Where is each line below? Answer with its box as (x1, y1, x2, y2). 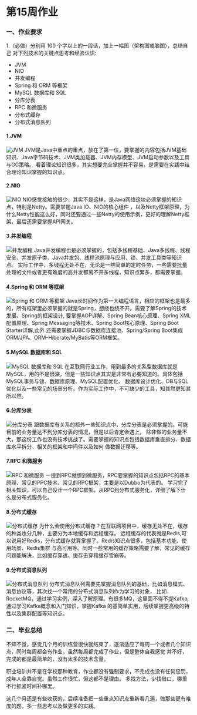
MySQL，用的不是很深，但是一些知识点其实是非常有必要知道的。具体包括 (6, 370, 184, 377)
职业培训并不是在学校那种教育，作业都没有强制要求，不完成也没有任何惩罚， (6, 667, 191, 674)
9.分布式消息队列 (6, 566, 47, 573)
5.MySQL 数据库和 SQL (6, 348, 63, 355)
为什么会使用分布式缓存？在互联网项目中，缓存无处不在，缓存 (39, 522, 188, 529)
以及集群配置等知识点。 (11, 610, 68, 617)
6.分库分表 (6, 407, 32, 414)
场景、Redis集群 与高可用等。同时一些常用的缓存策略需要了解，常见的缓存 (11, 545, 191, 552)
